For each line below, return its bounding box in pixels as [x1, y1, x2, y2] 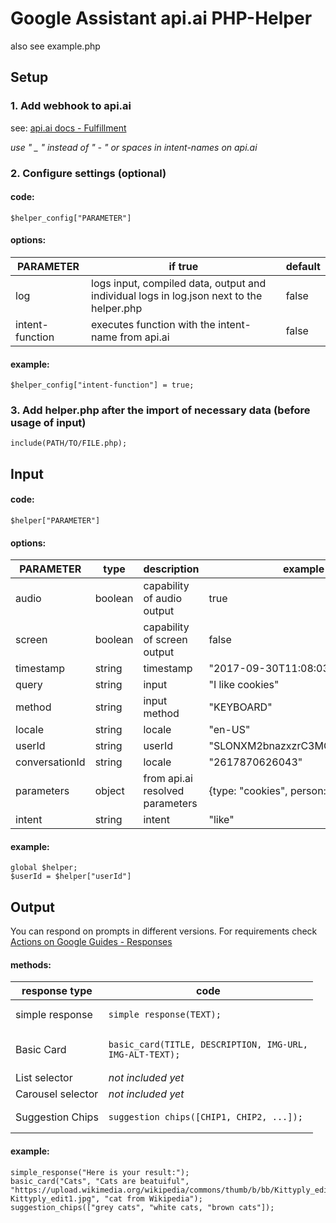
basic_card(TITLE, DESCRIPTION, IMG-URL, [108, 1039, 309, 1051]
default [285, 259, 321, 273]
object [94, 784, 125, 798]
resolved [143, 784, 185, 798]
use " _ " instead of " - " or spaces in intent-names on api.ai [10, 141, 258, 153]
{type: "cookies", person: [208, 784, 327, 798]
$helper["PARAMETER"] [10, 516, 101, 526]
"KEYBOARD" [208, 700, 273, 714]
